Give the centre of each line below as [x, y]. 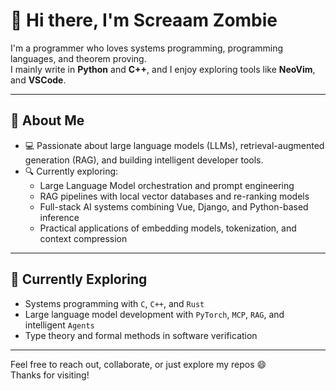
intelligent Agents [59, 325]
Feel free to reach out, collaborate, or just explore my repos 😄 [138, 364]
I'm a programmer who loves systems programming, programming [147, 48]
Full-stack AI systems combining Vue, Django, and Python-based [174, 206]
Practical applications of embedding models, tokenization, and [168, 228]
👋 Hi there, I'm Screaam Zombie [144, 20]
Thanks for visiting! [50, 375]
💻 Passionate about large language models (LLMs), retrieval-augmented [174, 145]
